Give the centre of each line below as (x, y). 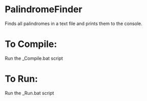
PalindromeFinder (44, 9)
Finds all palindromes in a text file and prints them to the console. (74, 23)
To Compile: (31, 44)
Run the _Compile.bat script (34, 58)
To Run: (21, 79)
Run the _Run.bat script (29, 93)
